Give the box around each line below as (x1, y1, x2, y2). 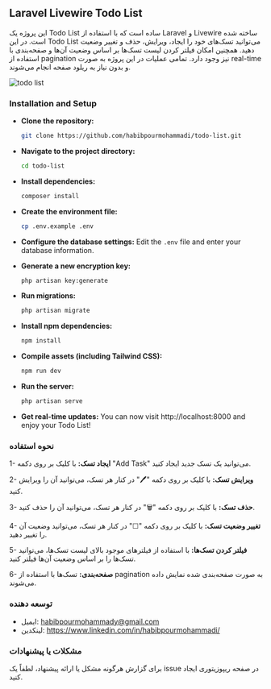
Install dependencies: (20, 176, 96, 186)
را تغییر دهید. (9, 529, 48, 539)
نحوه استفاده (9, 440, 55, 451)
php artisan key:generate (20, 276, 108, 284)
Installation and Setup (9, 98, 98, 109)
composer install (20, 192, 80, 200)
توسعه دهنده (9, 598, 53, 609)
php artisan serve (20, 397, 83, 405)
